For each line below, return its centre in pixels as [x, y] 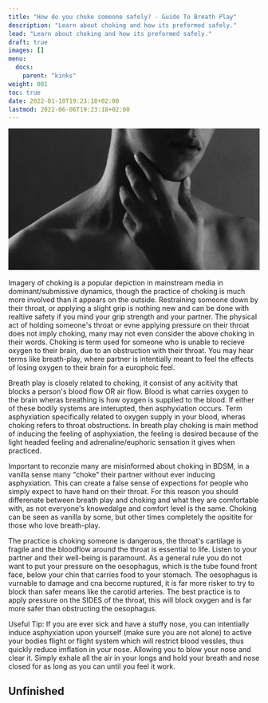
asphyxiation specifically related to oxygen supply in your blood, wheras [127, 416]
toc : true [25, 92]
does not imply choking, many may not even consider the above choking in [132, 333]
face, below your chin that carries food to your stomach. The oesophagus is [133, 575]
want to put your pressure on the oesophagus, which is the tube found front [133, 566]
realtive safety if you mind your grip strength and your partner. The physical [133, 316]
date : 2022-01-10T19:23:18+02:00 [64, 101]
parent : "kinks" [50, 76]
